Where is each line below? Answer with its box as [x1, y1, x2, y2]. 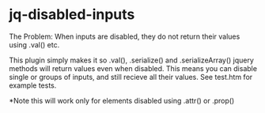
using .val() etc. [9, 40, 60, 49]
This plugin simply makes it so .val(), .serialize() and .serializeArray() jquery [9, 55, 254, 65]
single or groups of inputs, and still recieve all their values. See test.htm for [9, 72, 253, 81]
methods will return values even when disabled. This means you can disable [9, 63, 258, 73]
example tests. [9, 81, 57, 90]
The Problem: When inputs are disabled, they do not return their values [9, 32, 240, 41]
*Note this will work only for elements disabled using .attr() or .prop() [9, 96, 235, 105]
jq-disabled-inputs [9, 6, 135, 24]
